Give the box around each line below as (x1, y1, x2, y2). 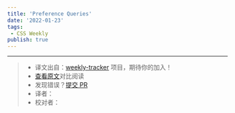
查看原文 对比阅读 (34, 72, 85, 81)
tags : (7, 23, 23, 30)
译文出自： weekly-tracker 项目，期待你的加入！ (34, 63, 173, 72)
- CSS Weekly (10, 29, 49, 37)
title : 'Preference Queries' (7, 10, 92, 18)
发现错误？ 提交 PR (34, 81, 88, 89)
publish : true (7, 36, 49, 44)
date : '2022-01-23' (7, 17, 64, 24)
